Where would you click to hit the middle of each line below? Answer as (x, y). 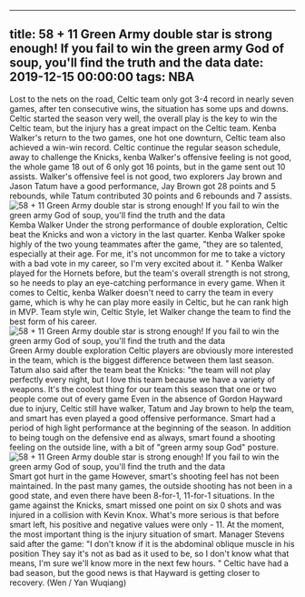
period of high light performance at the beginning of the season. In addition (150, 428)
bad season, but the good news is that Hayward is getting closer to (135, 572)
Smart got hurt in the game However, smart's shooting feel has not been (144, 476)
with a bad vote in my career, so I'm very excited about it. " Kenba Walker (146, 263)
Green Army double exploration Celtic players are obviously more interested (151, 350)
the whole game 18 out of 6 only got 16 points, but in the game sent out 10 (148, 167)
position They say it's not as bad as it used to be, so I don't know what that (149, 553)
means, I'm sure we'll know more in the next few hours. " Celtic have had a (149, 563)
